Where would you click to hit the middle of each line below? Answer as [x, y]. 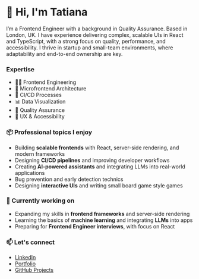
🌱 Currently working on [40, 200]
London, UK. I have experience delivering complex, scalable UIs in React [95, 35]
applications [30, 173]
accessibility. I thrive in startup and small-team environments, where [90, 48]
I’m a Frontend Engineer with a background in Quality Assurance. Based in [97, 29]
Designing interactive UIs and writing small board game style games [99, 185]
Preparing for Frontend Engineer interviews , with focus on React [95, 226]
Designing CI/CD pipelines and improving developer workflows [92, 160]
